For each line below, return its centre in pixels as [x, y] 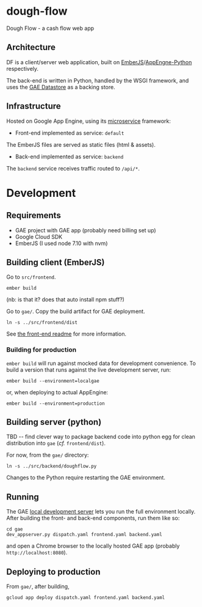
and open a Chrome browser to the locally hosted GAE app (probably [93, 546]
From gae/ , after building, [38, 587]
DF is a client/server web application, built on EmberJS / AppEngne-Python [99, 62]
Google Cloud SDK [39, 237]
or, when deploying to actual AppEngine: [57, 392]
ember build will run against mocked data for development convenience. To [101, 363]
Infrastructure [34, 106]
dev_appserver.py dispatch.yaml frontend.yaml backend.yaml [85, 535]
